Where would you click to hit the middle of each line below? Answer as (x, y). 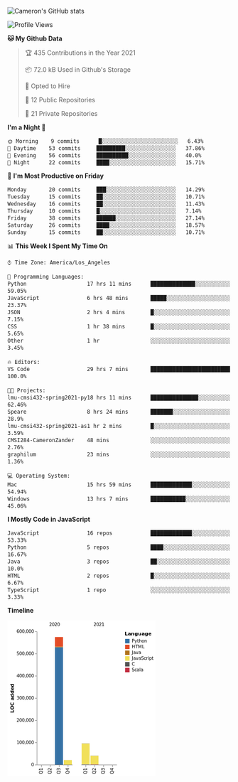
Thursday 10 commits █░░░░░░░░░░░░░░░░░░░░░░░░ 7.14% (104, 211)
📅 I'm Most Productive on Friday (56, 176)
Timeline (21, 610)
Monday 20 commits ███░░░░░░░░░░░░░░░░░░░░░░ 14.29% (106, 190)
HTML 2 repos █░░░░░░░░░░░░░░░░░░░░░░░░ (119, 576)
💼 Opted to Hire (48, 86)
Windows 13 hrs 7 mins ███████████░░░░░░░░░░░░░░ (119, 499)
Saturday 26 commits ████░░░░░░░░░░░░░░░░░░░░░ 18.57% (106, 225)
